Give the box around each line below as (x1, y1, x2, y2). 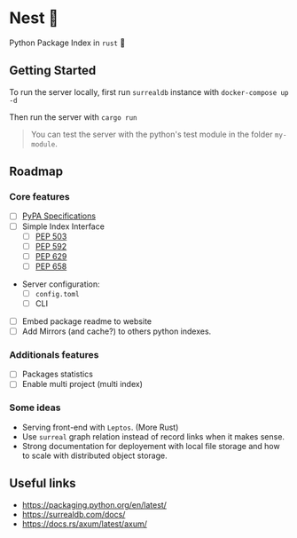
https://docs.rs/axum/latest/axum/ (21, 518, 148, 529)
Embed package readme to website (21, 315, 152, 327)
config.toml (35, 289, 80, 298)
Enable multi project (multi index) (21, 379, 144, 390)
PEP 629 (35, 250, 67, 261)
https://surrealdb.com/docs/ (21, 509, 126, 519)
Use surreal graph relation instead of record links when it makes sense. (21, 431, 285, 442)
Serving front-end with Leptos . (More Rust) (21, 422, 179, 432)
